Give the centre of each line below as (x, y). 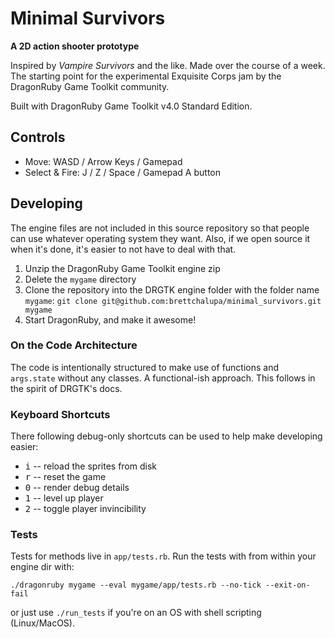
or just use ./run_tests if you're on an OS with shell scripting (136, 613)
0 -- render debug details (77, 488)
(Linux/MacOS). (42, 623)
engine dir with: (42, 567)
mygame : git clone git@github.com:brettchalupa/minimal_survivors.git (173, 300)
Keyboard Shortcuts (60, 414)
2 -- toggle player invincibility (85, 509)
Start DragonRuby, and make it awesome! (110, 319)
